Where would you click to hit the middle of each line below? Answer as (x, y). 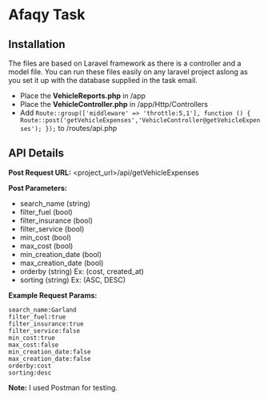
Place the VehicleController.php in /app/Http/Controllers (114, 104)
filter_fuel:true (37, 317)
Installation (37, 44)
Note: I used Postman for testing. (63, 387)
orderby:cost (30, 366)
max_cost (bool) (46, 246)
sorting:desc (30, 373)
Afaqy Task (47, 15)
